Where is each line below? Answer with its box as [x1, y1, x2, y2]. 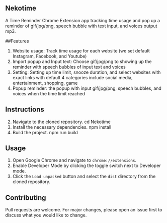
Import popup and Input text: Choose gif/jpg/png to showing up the [12, 58, 152, 65]
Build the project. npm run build [12, 129, 78, 135]
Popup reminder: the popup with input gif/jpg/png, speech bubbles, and [12, 85, 162, 91]
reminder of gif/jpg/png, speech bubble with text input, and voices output [5, 23, 157, 29]
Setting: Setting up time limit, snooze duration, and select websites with [12, 69, 161, 75]
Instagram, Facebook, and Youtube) [12, 53, 87, 59]
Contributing [5, 193, 46, 202]
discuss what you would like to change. [5, 212, 87, 218]
